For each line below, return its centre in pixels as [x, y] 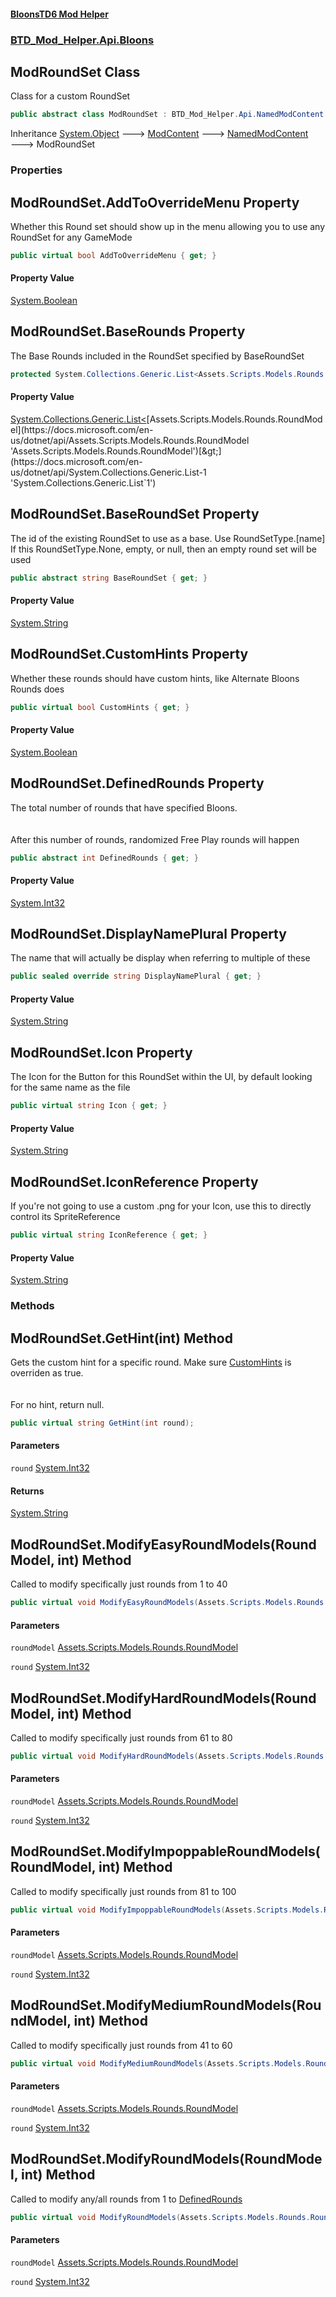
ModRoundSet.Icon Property [101, 1052]
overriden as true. [47, 1372]
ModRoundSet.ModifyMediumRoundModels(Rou [166, 2005]
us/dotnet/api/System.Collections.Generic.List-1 [108, 472]
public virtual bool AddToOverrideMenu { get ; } [113, 255]
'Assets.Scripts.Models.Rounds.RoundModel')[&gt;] [116, 451]
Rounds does [37, 689]
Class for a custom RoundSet [70, 96]
